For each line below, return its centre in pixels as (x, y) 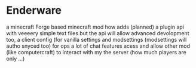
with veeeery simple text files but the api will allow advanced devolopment (98, 33)
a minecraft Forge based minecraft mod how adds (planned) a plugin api (95, 27)
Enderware (34, 10)
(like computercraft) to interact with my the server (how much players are (96, 52)
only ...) (16, 58)
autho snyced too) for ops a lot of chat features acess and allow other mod (98, 46)
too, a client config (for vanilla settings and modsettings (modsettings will (97, 39)
